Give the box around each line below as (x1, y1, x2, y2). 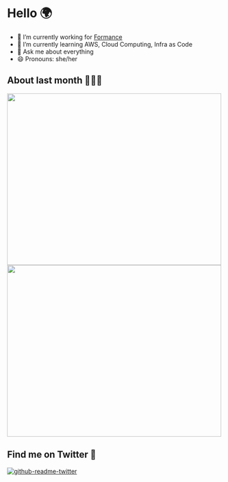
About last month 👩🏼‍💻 (7, 75, 103, 87)
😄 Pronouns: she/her (16, 54, 77, 62)
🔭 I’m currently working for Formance (16, 32, 123, 41)
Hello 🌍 (7, 5, 53, 21)
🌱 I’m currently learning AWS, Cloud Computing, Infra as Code (16, 40, 193, 48)
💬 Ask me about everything (16, 47, 94, 56)
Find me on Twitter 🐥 (7, 449, 97, 461)
